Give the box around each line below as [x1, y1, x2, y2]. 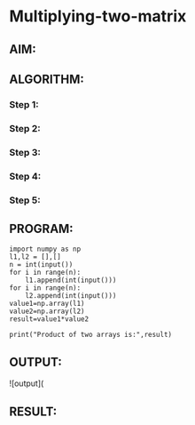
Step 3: [9, 146, 42, 158]
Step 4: [9, 170, 42, 182]
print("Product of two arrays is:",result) [9, 331, 173, 340]
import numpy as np [9, 245, 82, 254]
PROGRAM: [9, 221, 74, 237]
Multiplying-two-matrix [9, 6, 187, 27]
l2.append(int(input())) [25, 292, 117, 301]
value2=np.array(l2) [9, 307, 86, 317]
